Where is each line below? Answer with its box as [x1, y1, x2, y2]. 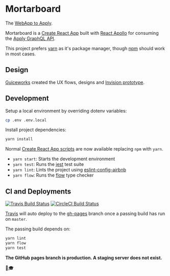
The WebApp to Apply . [5, 20, 53, 26]
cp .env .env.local [5, 117, 47, 123]
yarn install [5, 137, 33, 142]
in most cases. [5, 51, 36, 57]
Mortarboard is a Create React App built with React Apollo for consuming [5, 30, 159, 36]
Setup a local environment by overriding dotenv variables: [5, 108, 127, 114]
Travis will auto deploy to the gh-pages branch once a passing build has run [5, 210, 165, 217]
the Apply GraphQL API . [5, 35, 56, 41]
